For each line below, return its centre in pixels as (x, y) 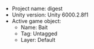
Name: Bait (34, 27)
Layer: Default (38, 40)
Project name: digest (37, 9)
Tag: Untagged (39, 34)
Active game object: (36, 21)
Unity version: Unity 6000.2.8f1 (50, 15)
